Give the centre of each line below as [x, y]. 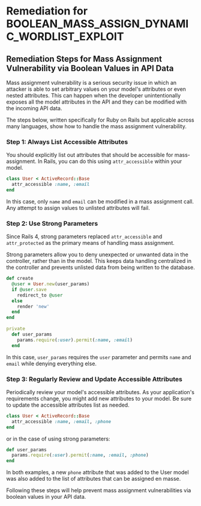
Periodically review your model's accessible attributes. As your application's [100, 392]
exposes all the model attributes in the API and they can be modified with [97, 102]
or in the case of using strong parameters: [58, 439]
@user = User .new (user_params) [51, 284]
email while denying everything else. [52, 363]
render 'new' [33, 306]
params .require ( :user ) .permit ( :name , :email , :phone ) [80, 455]
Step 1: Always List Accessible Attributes [67, 141]
